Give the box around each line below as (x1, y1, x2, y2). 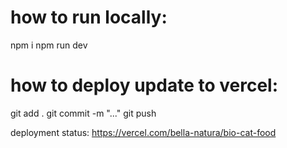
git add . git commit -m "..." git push (10, 107, 157, 119)
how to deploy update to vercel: (10, 74, 278, 97)
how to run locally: (10, 6, 168, 29)
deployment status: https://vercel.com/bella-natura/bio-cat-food (10, 126, 277, 138)
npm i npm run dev (10, 39, 88, 51)
